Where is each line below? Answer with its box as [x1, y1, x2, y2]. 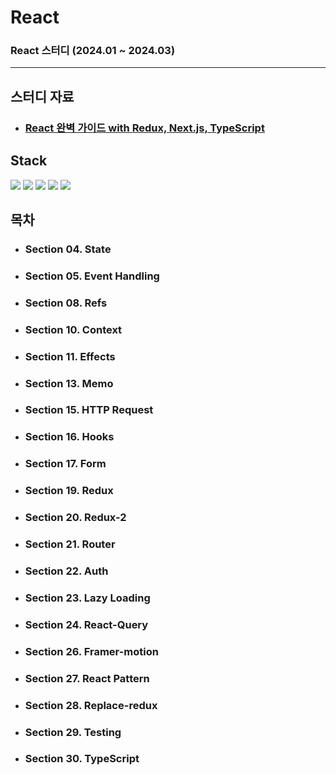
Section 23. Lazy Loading [24, 591, 151, 605]
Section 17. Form [24, 457, 107, 471]
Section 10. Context [24, 322, 123, 336]
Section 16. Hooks [24, 430, 115, 444]
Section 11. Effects [24, 349, 116, 363]
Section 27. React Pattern [24, 671, 150, 685]
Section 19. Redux [24, 484, 114, 498]
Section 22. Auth [24, 564, 109, 578]
